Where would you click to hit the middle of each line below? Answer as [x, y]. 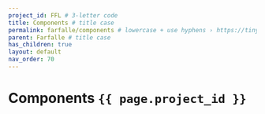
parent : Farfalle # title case [60, 37]
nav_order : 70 [32, 60]
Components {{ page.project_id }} [127, 98]
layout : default [35, 52]
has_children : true [40, 45]
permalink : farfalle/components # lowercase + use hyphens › [111, 30]
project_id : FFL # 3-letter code [63, 15]
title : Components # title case [61, 23]
